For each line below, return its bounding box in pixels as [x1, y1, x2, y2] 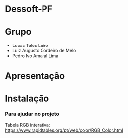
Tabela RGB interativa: [5, 122, 50, 128]
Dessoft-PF [5, 3, 53, 15]
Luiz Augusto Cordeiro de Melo [12, 48, 76, 54]
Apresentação [5, 70, 65, 82]
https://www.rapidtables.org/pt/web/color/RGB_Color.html [5, 127, 123, 133]
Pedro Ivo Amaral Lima [12, 53, 59, 59]
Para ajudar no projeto [5, 110, 59, 117]
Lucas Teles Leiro [12, 43, 48, 48]
